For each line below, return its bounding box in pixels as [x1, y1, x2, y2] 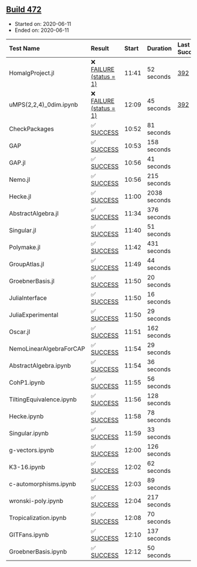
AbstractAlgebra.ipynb [9, 361, 72, 369]
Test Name [9, 44, 40, 52]
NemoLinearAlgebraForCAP [9, 344, 86, 352]
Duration [147, 44, 172, 52]
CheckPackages [9, 125, 55, 133]
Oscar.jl [9, 328, 30, 336]
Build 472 [6, 5, 42, 15]
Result [90, 44, 110, 52]
